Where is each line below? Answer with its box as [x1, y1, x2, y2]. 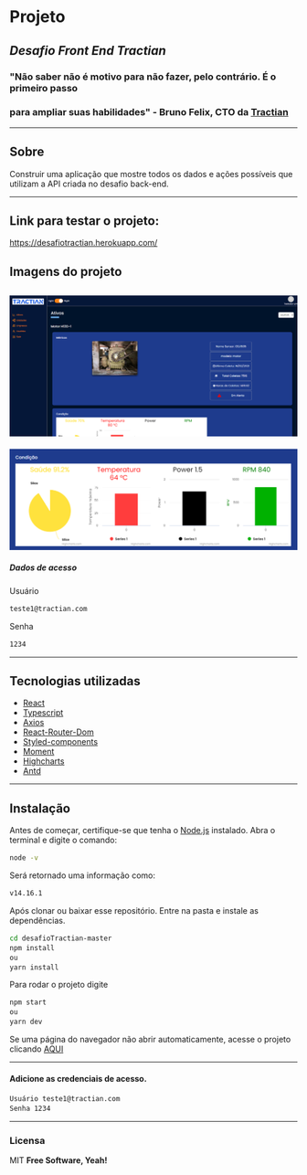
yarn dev [9, 1017, 43, 1027]
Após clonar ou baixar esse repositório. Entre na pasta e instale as [9, 905, 259, 916]
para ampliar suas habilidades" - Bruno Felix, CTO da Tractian [9, 106, 290, 119]
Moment [22, 746, 55, 757]
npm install [9, 943, 55, 952]
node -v [9, 853, 39, 863]
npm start [9, 998, 48, 1007]
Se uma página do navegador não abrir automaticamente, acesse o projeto [9, 1034, 291, 1045]
